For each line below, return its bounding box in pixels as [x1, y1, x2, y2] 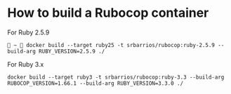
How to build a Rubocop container [7, 5, 209, 21]
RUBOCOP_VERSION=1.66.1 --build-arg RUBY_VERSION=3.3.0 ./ [7, 79, 184, 87]
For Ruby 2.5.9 [7, 28, 50, 36]
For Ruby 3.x [7, 60, 44, 68]
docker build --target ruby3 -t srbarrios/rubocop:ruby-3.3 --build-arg [7, 74, 225, 81]
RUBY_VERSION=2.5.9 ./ [38, 48, 105, 55]
